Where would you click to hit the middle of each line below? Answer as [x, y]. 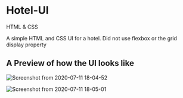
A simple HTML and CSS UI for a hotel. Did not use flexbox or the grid [92, 38]
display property [26, 45]
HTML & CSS [22, 27]
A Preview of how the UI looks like [70, 63]
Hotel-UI [27, 10]
